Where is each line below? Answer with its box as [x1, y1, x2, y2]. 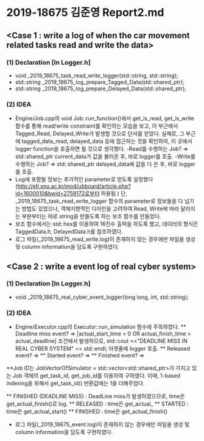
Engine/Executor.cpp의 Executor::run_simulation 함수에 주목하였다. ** [15, 323, 187, 331]
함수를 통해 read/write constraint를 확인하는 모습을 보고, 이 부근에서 [15, 123, 178, 130]
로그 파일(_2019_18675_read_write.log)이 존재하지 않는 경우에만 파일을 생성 [15, 235, 196, 243]
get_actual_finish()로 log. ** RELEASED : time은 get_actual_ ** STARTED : [6, 400, 189, 407]
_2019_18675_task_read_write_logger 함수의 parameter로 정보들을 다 [15, 198, 184, 205]
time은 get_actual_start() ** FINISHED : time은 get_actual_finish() [6, 408, 167, 415]
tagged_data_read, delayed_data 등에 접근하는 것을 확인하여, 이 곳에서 [21, 138, 193, 145]
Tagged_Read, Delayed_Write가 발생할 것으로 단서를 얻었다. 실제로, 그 [15, 130, 185, 137]
